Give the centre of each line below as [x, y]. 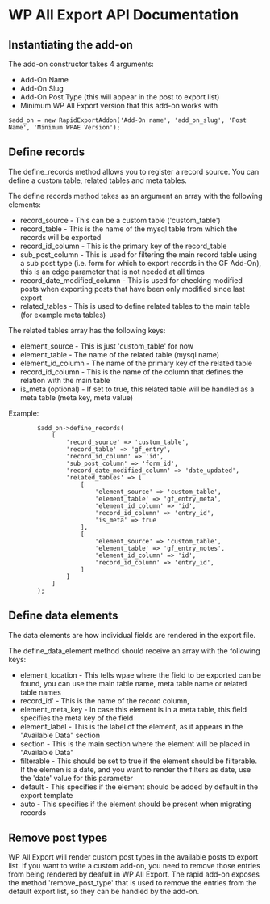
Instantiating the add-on [71, 45]
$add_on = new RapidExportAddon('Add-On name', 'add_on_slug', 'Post [128, 120]
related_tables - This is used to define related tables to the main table [135, 306]
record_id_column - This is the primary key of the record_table [123, 246]
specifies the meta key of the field [77, 718]
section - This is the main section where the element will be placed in [135, 743]
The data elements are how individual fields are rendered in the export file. [132, 635]
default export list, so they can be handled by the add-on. [104, 892]
